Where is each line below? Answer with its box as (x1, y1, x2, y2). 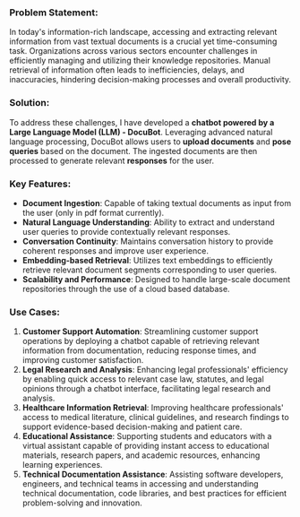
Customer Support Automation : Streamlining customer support (21, 326, 259, 337)
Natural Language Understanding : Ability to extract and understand (21, 217, 275, 228)
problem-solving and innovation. (21, 497, 142, 508)
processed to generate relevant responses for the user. (9, 155, 215, 166)
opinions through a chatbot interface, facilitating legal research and (21, 383, 271, 394)
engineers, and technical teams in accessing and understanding (21, 478, 259, 489)
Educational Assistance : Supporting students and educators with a (21, 431, 272, 442)
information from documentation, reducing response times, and (21, 345, 257, 356)
